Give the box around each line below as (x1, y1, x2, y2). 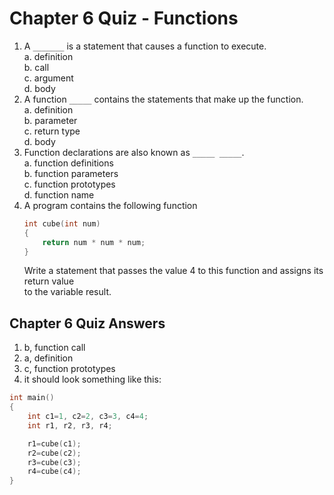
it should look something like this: (23, 373, 162, 386)
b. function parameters (23, 167, 119, 179)
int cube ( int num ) (23, 218, 101, 229)
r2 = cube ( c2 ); (27, 448, 82, 458)
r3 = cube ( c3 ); (27, 457, 82, 467)
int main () (9, 393, 55, 403)
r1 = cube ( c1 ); (27, 438, 82, 449)
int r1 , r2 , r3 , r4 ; (27, 420, 113, 431)
